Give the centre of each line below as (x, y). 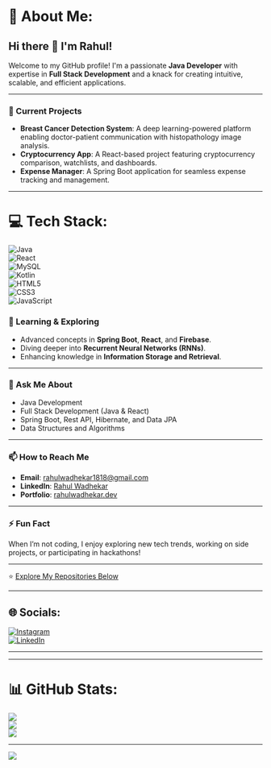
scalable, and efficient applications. (67, 83)
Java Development (51, 402)
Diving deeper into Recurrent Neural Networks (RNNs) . (113, 348)
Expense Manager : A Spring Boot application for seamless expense (133, 172)
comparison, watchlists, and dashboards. (88, 163)
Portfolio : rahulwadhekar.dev (69, 495)
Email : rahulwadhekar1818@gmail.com (84, 478)
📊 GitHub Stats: (63, 689)
